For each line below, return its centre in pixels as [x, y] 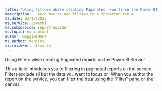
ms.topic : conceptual [27, 32]
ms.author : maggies [25, 41]
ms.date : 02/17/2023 [26, 18]
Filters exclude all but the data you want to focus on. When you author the [79, 74]
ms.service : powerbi [26, 23]
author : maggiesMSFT [26, 37]
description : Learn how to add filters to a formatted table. [71, 14]
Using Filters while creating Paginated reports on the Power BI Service [75, 59]
